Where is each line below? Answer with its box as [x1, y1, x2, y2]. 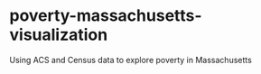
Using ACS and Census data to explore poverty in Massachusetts [9, 54, 253, 65]
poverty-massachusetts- [9, 5, 202, 26]
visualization [9, 24, 108, 45]
